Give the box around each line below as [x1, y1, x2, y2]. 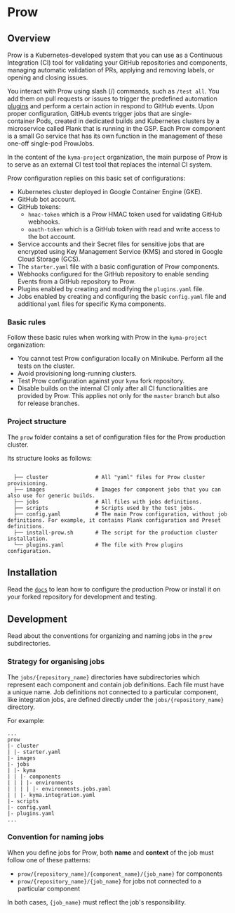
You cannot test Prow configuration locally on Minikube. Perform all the [17, 355, 224, 363]
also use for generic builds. [7, 492, 96, 499]
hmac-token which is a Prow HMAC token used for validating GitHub [27, 210, 222, 218]
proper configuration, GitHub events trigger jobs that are [7, 110, 170, 117]
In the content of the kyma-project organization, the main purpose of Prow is [7, 153, 228, 161]
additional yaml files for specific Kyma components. [17, 300, 166, 308]
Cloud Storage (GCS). [17, 255, 81, 263]
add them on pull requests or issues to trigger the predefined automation [7, 94, 217, 103]
